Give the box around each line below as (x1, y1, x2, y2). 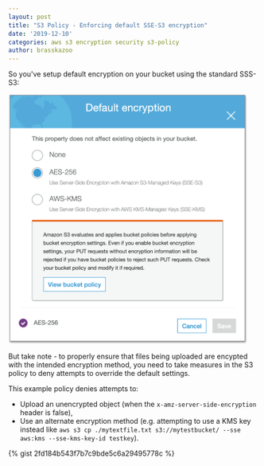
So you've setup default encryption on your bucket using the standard (8, 69, 239, 79)
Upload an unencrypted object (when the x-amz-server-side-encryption (19, 399, 257, 409)
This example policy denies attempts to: (8, 384, 139, 394)
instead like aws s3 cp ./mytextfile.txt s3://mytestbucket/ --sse (19, 425, 241, 434)
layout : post (8, 13, 52, 21)
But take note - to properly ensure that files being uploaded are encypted (8, 351, 248, 362)
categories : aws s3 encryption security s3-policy (8, 38, 180, 46)
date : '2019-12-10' (8, 29, 73, 37)
